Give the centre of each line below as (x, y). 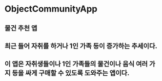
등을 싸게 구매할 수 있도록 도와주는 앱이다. (71, 73)
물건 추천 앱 (21, 28)
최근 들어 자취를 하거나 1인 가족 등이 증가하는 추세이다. (81, 46)
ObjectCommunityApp (51, 9)
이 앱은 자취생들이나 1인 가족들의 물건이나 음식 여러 (76, 64)
